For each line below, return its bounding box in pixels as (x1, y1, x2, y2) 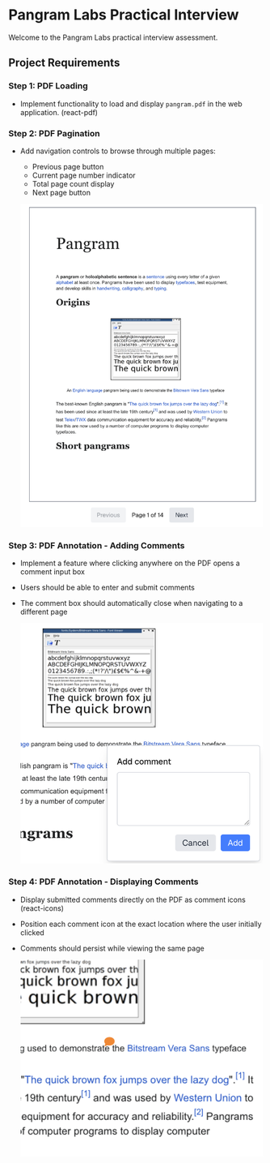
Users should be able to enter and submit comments (19, 582, 196, 592)
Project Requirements (8, 56, 120, 70)
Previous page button (32, 161, 104, 171)
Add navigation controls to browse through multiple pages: (19, 146, 216, 156)
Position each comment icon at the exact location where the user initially (19, 919, 262, 929)
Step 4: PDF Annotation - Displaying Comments (8, 876, 200, 887)
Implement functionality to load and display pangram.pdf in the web (19, 99, 243, 109)
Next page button (32, 187, 91, 197)
